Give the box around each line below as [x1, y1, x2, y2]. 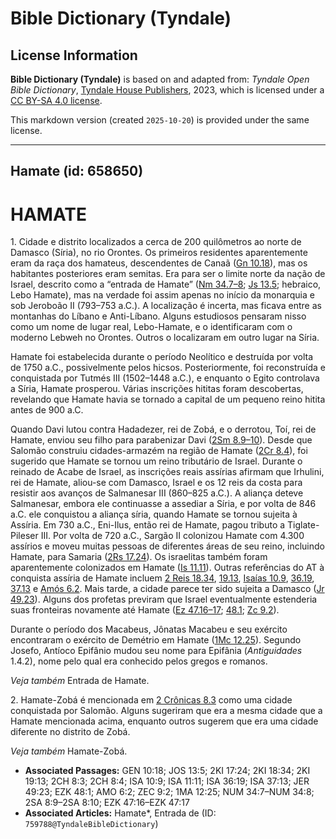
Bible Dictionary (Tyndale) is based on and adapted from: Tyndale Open [10, 73, 310, 85]
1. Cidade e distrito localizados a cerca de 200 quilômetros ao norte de [10, 236, 302, 248]
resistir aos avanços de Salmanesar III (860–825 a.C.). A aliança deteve [10, 487, 304, 499]
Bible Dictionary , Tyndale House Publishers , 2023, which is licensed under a [10, 84, 325, 96]
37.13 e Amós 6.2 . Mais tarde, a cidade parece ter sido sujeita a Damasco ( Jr [10, 583, 325, 595]
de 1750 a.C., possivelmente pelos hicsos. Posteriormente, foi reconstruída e [10, 362, 326, 374]
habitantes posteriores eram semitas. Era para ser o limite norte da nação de [10, 268, 326, 280]
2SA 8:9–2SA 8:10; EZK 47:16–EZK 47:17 [24, 797, 190, 809]
